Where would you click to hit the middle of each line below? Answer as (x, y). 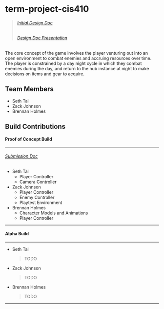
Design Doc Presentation (42, 38)
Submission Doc (21, 156)
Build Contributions (35, 127)
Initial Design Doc (35, 22)
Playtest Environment (41, 202)
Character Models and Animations (54, 213)
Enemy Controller (37, 197)
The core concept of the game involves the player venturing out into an (76, 53)
